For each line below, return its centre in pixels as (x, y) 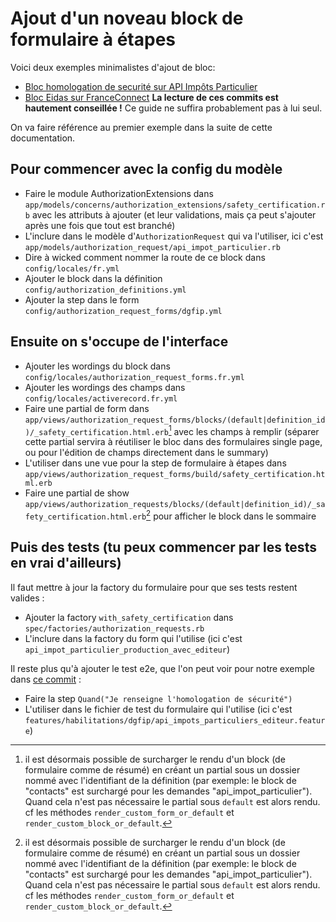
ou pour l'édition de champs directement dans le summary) (146, 453)
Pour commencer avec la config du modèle (146, 169)
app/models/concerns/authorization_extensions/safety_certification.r (175, 205)
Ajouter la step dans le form (82, 299)
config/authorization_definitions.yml (105, 290)
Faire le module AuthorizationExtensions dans (119, 193)
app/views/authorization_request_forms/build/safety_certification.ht (175, 475)
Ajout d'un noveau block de (127, 18)
